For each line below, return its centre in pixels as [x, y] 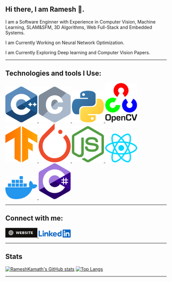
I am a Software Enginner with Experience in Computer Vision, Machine [81, 21]
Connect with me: [34, 218]
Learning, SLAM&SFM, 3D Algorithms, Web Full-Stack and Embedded [79, 27]
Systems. [15, 32]
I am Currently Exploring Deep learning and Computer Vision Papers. [78, 52]
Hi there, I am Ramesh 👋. [45, 9]
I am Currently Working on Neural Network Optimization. [65, 42]
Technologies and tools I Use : [53, 73]
